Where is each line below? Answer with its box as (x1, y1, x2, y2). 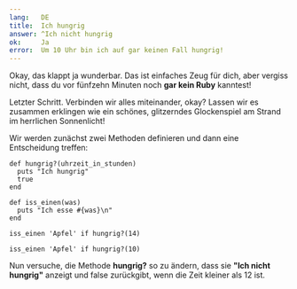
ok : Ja (9, 37, 50, 47)
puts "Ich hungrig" (17, 168, 90, 176)
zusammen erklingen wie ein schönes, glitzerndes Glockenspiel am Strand (9, 106, 281, 117)
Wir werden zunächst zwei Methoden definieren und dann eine (9, 133, 239, 144)
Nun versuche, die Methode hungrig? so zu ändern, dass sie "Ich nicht (9, 261, 270, 271)
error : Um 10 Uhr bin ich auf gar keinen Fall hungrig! (9, 46, 224, 55)
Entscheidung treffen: (9, 143, 89, 153)
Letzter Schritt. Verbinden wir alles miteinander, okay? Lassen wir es (9, 97, 259, 107)
